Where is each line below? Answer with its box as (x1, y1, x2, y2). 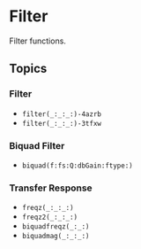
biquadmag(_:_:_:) (21, 232, 90, 241)
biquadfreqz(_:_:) (21, 222, 90, 231)
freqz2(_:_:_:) (21, 213, 78, 222)
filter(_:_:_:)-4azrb (21, 109, 101, 119)
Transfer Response (9, 182, 93, 194)
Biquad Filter (9, 139, 65, 152)
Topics (9, 61, 48, 76)
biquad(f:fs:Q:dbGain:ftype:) (21, 161, 134, 170)
